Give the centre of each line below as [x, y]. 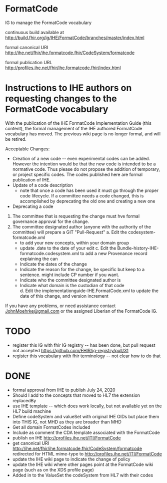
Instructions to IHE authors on [68, 88]
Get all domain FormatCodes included [51, 427]
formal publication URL [29, 62]
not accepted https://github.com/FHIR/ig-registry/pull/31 [70, 350]
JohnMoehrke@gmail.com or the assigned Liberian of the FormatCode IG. [81, 311]
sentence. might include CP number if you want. [69, 275]
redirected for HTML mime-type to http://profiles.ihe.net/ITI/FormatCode [87, 453]
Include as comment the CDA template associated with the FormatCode [86, 432]
